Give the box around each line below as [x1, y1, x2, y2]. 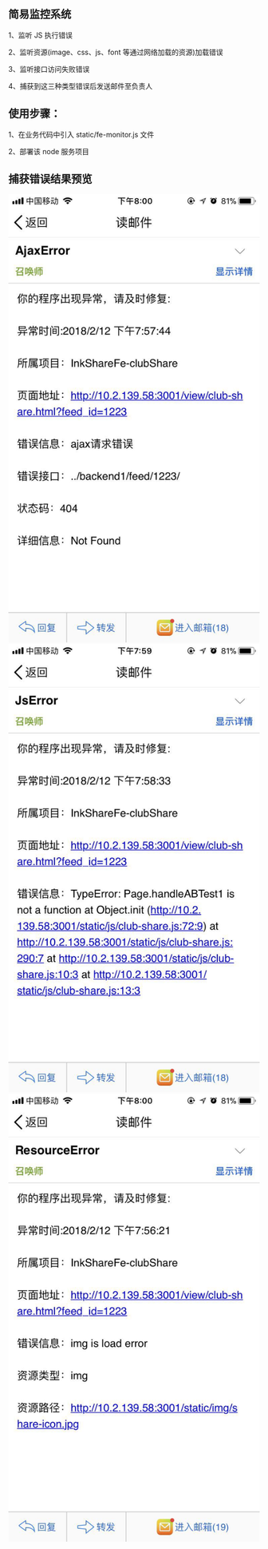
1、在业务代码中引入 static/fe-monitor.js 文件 [8, 129, 155, 139]
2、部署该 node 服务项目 [8, 146, 89, 156]
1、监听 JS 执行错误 [8, 30, 73, 40]
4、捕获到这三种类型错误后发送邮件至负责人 [8, 81, 153, 90]
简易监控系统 [8, 7, 72, 22]
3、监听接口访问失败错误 [8, 64, 90, 73]
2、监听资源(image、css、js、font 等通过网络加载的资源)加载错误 [8, 47, 223, 57]
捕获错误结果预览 [8, 173, 93, 186]
